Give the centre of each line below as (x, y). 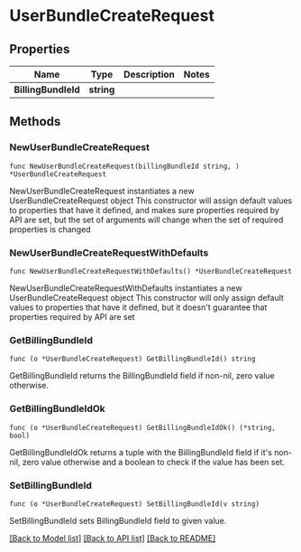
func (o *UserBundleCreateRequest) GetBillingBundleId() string (132, 359)
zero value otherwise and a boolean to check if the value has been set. (154, 462)
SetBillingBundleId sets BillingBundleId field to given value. (118, 520)
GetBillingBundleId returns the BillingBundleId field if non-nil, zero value (142, 376)
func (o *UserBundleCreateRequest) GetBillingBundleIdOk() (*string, (143, 427)
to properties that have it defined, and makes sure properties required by (144, 210)
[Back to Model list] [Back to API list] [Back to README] (113, 538)
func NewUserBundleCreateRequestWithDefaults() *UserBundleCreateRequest (151, 271)
